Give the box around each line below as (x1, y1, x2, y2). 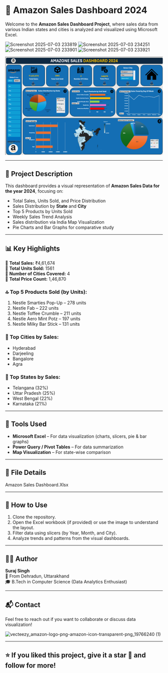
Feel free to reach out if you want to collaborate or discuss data (5, 616, 136, 622)
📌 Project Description (5, 170, 73, 178)
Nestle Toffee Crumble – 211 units (12, 310, 81, 317)
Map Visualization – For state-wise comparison (12, 449, 111, 455)
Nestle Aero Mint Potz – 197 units (12, 316, 81, 322)
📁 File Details (5, 468, 46, 477)
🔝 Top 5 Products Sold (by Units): (5, 288, 87, 295)
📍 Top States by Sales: (5, 373, 61, 380)
